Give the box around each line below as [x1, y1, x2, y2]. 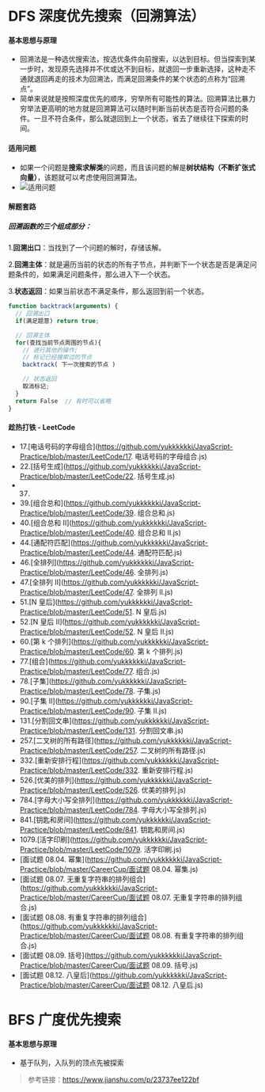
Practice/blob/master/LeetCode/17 [19, 451, 132, 461]
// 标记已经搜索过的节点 [22, 353, 93, 361]
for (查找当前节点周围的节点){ [15, 338, 102, 347]
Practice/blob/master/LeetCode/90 [19, 706, 134, 715]
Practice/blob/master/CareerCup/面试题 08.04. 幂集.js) [19, 864, 199, 873]
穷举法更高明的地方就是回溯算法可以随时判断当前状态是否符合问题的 [19, 104, 242, 113]
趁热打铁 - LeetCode [8, 423, 76, 432]
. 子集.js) [133, 686, 161, 695]
